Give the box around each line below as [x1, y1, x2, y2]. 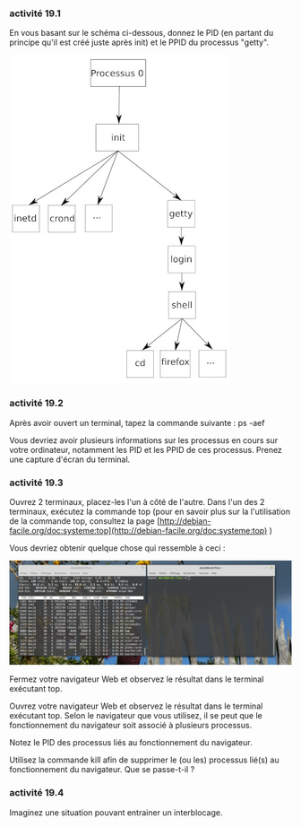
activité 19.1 [9, 7, 61, 20]
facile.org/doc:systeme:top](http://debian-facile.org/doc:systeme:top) [9, 525, 268, 535]
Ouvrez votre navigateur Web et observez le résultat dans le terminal [9, 701, 263, 711]
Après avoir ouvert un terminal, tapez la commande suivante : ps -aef [9, 417, 265, 428]
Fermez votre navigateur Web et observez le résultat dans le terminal [9, 674, 264, 684]
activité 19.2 [9, 397, 64, 410]
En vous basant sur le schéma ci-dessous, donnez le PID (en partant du [9, 28, 274, 39]
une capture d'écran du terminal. [9, 454, 131, 465]
